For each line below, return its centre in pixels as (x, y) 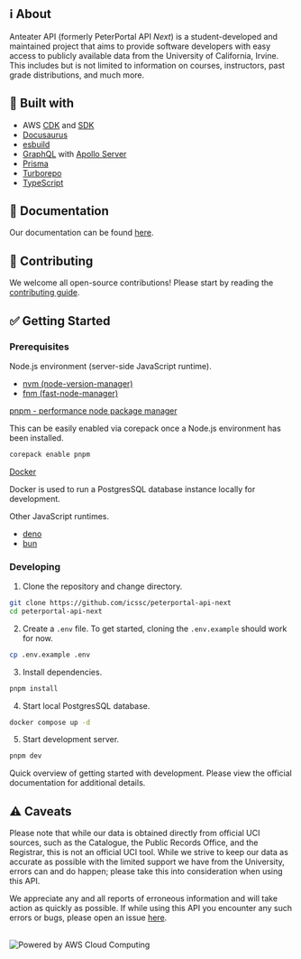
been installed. (37, 438)
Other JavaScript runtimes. (59, 516)
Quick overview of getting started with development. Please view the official (151, 773)
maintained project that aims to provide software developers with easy (140, 46)
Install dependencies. (62, 672)
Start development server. (71, 740)
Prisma (36, 163)
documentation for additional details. (78, 783)
